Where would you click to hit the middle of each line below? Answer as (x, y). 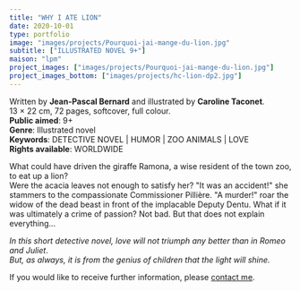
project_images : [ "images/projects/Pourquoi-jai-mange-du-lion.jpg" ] (142, 68)
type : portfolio (39, 34)
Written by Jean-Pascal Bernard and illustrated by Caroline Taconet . (137, 101)
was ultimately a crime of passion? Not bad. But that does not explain (137, 214)
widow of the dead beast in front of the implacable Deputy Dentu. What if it (148, 204)
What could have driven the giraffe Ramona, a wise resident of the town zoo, (150, 166)
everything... (33, 223)
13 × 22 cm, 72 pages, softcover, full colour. (90, 111)
